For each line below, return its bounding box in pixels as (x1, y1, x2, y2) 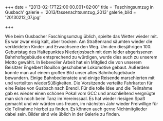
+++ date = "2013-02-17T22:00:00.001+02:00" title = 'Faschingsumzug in (5, 4, 154, 10)
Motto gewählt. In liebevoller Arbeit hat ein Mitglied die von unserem (5, 60, 142, 65)
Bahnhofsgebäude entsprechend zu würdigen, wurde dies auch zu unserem (5, 54, 158, 60)
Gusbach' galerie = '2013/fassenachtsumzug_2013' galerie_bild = (5, 9, 136, 15)
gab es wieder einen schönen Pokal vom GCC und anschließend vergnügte (5, 90, 156, 96)
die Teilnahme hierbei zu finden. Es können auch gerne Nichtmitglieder (5, 106, 147, 112)
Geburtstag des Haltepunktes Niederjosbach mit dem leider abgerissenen (5, 49, 153, 55)
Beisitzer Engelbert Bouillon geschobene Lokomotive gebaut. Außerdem (5, 64, 150, 70)
